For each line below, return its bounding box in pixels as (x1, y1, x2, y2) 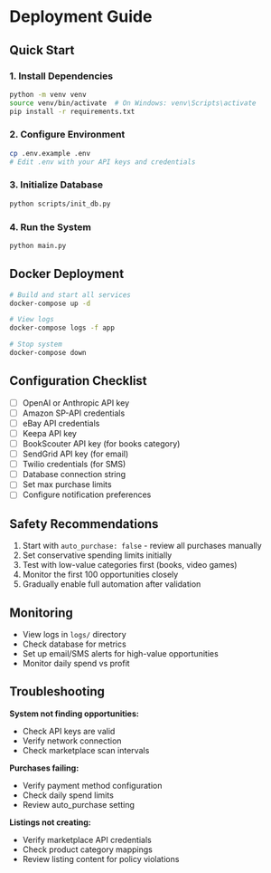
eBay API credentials (22, 417, 100, 428)
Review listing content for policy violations (22, 853, 180, 864)
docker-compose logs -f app (9, 323, 116, 332)
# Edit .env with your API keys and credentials (9, 157, 196, 167)
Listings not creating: (9, 817, 92, 828)
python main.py (9, 242, 67, 251)
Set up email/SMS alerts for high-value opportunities (22, 648, 219, 659)
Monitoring (9, 605, 74, 620)
